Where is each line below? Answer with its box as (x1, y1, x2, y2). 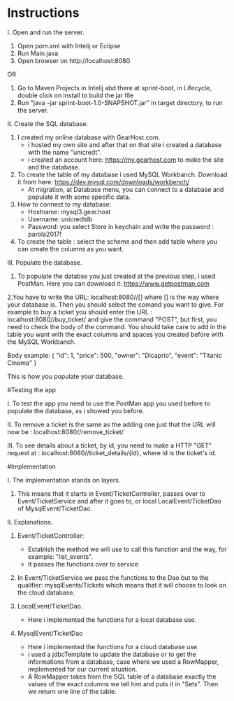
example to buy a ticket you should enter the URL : (7, 307, 152, 316)
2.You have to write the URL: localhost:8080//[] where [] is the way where (7, 293, 219, 301)
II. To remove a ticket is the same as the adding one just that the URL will (7, 420, 216, 429)
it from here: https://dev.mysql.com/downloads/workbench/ (17, 177, 190, 186)
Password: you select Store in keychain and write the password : (27, 222, 214, 230)
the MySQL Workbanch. (7, 338, 76, 346)
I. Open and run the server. (7, 28, 85, 36)
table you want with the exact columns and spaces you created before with (7, 330, 224, 338)
